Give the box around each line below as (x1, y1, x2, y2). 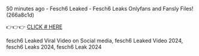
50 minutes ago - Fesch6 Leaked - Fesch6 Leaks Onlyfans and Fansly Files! (6, 5, 194, 12)
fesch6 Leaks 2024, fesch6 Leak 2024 (6, 43, 102, 50)
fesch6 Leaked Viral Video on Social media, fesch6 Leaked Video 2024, (6, 37, 183, 44)
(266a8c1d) (6, 11, 35, 18)
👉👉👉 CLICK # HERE (6, 23, 63, 30)
